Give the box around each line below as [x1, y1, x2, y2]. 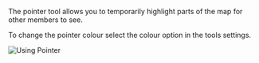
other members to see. [8, 15, 84, 24]
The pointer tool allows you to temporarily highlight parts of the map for [8, 7, 243, 16]
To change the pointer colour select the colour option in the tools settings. [8, 31, 252, 39]
